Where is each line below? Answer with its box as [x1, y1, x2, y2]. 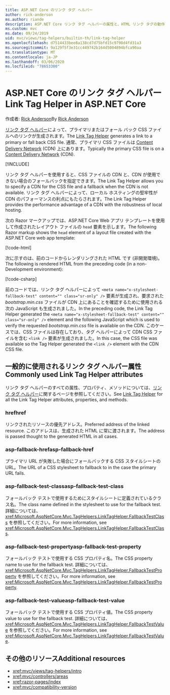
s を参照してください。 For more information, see [5, 519, 107, 525]
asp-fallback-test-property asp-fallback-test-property [5, 543, 142, 550]
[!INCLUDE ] [5, 161, 29, 167]
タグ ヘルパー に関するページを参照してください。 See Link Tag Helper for [11, 391, 163, 397]
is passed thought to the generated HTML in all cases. [5, 434, 118, 440]
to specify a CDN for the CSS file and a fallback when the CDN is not [5, 183, 148, 190]
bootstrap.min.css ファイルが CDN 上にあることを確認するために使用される [5, 299, 163, 305]
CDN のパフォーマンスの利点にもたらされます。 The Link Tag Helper [5, 196, 147, 202]
